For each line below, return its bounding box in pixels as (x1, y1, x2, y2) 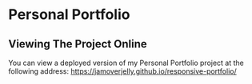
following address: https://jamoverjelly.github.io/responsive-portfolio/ (8, 67, 238, 76)
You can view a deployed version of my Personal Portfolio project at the (8, 58, 244, 67)
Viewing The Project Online (8, 37, 147, 51)
